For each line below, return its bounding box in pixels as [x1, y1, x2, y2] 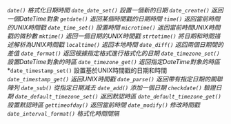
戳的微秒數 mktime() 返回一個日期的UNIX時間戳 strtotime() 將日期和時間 [7, 32, 215, 40]
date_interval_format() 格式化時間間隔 [7, 110, 119, 117]
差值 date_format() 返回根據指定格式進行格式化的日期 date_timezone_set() [7, 49, 220, 57]
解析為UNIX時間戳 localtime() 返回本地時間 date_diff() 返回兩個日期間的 [12, 41, 224, 48]
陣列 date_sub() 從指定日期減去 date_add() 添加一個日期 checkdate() [7, 83, 202, 92]
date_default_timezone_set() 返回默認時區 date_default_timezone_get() [14, 92, 222, 100]
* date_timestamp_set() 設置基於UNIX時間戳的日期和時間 [7, 66, 168, 74]
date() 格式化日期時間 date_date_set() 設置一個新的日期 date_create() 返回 [7, 6, 224, 14]
